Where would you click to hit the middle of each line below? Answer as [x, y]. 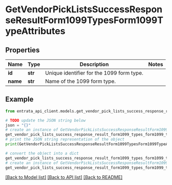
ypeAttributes [35, 31]
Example [19, 99]
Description [94, 64]
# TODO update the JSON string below [46, 120]
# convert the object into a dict [42, 153]
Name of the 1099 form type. [81, 81]
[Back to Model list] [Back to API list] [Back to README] [64, 177]
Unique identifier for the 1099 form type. [94, 73]
